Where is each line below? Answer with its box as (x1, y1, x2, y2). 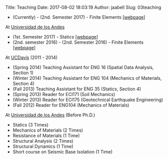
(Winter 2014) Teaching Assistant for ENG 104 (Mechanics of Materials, (12, 75, 162, 81)
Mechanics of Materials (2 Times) (12, 127, 83, 133)
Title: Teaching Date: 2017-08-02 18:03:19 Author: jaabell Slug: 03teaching (5, 5, 161, 10)
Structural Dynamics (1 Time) (12, 143, 74, 149)
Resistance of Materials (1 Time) (12, 133, 80, 139)
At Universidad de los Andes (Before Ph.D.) (5, 112, 95, 118)
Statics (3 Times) (12, 122, 49, 128)
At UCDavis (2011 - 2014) (5, 54, 58, 60)
